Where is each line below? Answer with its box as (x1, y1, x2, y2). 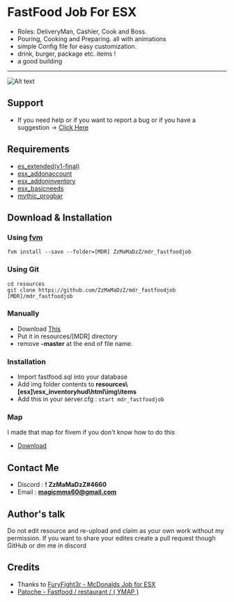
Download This (17, 324, 61, 333)
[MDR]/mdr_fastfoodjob (7, 292, 73, 300)
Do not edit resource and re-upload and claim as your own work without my (7, 527, 224, 535)
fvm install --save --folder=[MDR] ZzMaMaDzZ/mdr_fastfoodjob (7, 248, 192, 255)
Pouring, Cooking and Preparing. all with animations (17, 34, 166, 43)
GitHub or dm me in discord (7, 541, 87, 550)
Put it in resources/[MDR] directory (17, 332, 118, 340)
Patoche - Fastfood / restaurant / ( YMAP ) (17, 587, 139, 596)
